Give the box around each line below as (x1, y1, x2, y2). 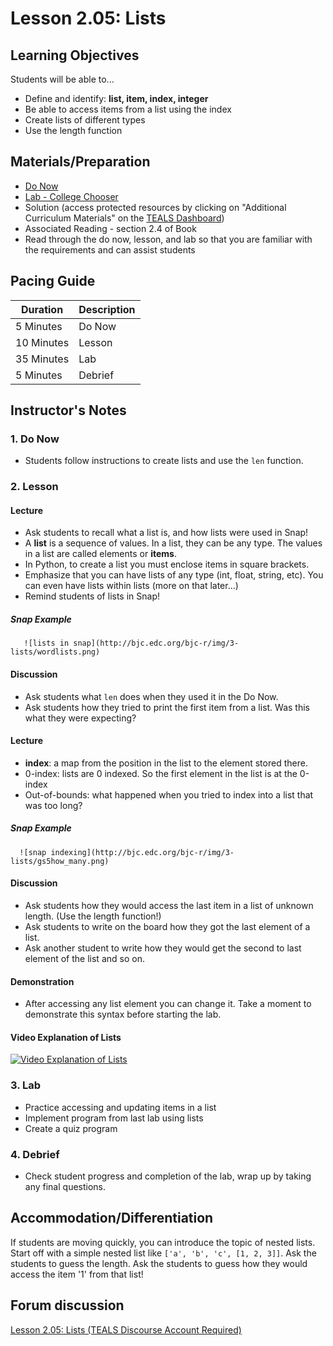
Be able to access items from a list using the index (24, 103, 232, 115)
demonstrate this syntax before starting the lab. (24, 1008, 222, 1021)
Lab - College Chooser (24, 190, 119, 202)
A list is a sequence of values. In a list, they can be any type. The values (24, 537, 323, 549)
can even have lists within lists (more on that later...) (24, 580, 239, 592)
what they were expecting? (24, 712, 137, 724)
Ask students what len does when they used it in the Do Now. (24, 690, 279, 702)
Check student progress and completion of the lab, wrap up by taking (24, 1170, 312, 1182)
